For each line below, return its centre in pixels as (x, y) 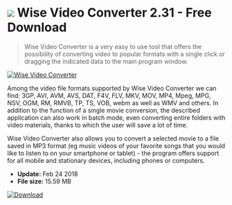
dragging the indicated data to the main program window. (106, 61)
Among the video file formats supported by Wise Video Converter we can (112, 88)
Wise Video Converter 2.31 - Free (115, 13)
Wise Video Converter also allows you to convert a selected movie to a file (113, 138)
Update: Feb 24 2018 (47, 174)
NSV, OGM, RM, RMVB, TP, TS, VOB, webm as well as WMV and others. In (113, 102)
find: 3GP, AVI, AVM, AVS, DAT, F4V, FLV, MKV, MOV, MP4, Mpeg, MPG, (109, 96)
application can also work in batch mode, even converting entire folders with (116, 117)
